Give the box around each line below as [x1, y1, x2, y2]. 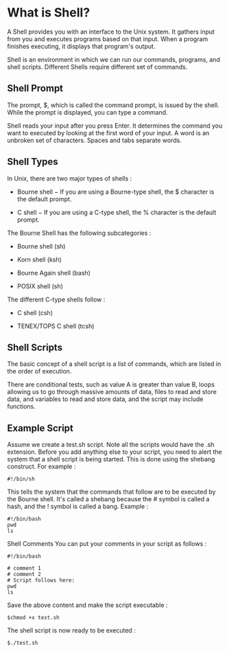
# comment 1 [7, 565, 41, 572]
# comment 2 [7, 571, 41, 578]
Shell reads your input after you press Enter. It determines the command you [7, 122, 223, 130]
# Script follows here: [7, 577, 75, 584]
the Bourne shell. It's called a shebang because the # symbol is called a [7, 495, 210, 503]
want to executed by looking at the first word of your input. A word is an [7, 128, 210, 137]
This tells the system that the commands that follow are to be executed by [7, 488, 216, 496]
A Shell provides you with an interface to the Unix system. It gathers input [7, 27, 215, 36]
